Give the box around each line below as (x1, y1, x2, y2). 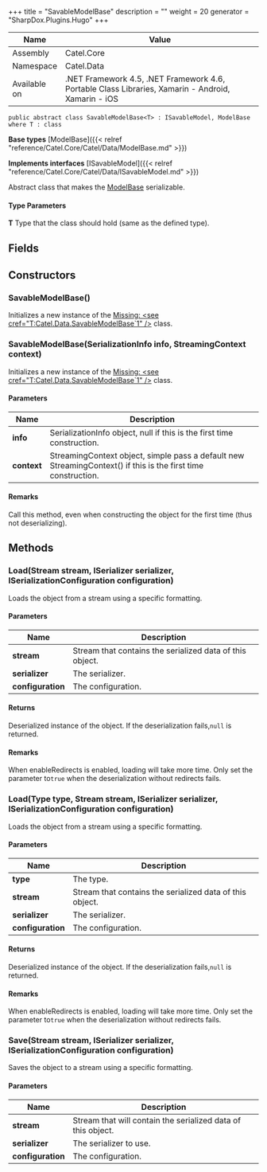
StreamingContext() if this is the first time (49, 459, 204, 471)
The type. (72, 873, 109, 885)
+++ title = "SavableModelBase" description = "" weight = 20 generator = (8, 7, 250, 16)
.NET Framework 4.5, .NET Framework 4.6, (64, 73, 226, 84)
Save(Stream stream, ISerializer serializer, (8, 1035, 174, 1046)
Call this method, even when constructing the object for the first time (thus (8, 510, 253, 519)
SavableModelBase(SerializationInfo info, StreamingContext (8, 338, 246, 350)
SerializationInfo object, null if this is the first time (49, 427, 234, 438)
